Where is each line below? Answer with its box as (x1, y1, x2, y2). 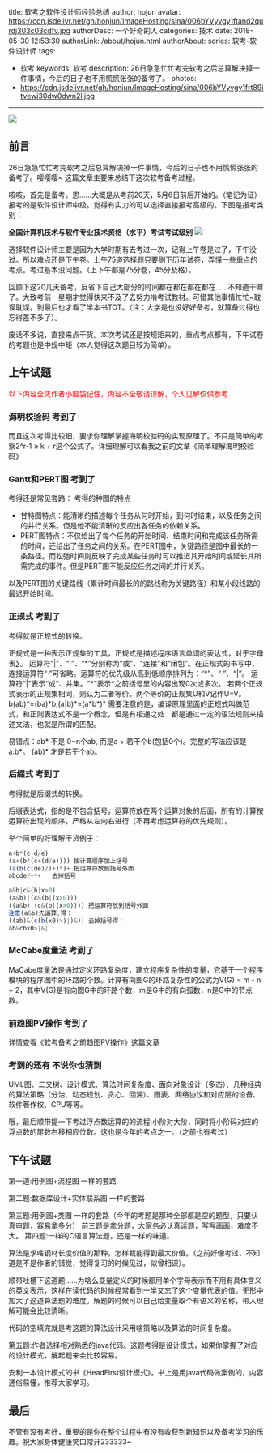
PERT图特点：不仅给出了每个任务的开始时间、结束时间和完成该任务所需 (19, 531, 259, 541)
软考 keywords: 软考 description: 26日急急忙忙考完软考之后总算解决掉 (19, 63, 253, 73)
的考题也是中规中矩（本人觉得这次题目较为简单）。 (8, 340, 176, 349)
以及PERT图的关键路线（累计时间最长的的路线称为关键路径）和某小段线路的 (8, 579, 261, 588)
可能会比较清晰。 (15, 1306, 73, 1315)
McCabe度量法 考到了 (8, 945, 95, 956)
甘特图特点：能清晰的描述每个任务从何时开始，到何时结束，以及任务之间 (19, 511, 261, 520)
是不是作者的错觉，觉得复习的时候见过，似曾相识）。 (15, 1259, 189, 1268)
